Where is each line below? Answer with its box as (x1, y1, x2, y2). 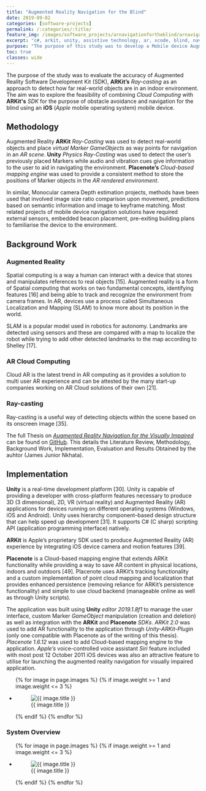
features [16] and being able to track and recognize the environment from (6, 291, 192, 298)
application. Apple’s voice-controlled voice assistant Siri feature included (6, 645, 191, 652)
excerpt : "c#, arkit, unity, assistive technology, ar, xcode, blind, (6, 37, 191, 44)
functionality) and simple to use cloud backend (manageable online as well (6, 587, 195, 594)
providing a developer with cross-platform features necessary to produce (6, 491, 192, 499)
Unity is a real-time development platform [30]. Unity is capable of (6, 485, 175, 493)
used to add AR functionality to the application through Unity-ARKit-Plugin (6, 625, 194, 632)
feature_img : (6, 32, 40, 38)
